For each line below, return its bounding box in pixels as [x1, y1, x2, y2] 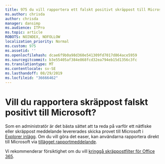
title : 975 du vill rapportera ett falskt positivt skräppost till [5, 7, 146, 12]
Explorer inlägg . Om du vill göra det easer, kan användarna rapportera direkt [5, 133, 159, 140]
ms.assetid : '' [5, 48, 36, 53]
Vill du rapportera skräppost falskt [5, 96, 148, 108]
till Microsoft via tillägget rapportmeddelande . [5, 139, 97, 144]
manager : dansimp [5, 21, 41, 26]
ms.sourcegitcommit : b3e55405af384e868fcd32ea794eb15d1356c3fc [5, 57, 137, 62]
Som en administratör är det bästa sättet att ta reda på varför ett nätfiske [5, 123, 152, 129]
